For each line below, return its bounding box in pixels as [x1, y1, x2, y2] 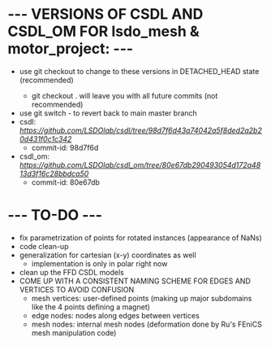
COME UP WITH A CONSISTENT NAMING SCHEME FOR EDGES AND [19, 276, 251, 286]
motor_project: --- [7, 40, 134, 58]
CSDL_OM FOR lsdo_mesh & [7, 22, 200, 41]
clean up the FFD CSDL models [19, 267, 125, 277]
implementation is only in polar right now [31, 258, 168, 269]
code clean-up [19, 241, 69, 251]
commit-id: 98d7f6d [31, 142, 99, 152]
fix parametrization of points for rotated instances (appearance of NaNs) [19, 233, 263, 243]
